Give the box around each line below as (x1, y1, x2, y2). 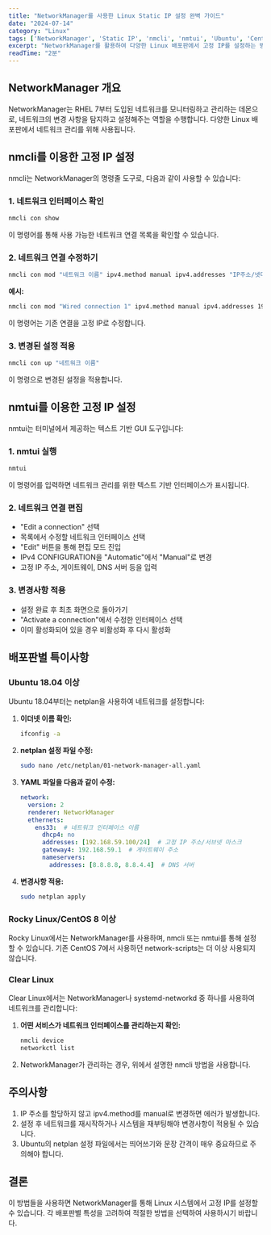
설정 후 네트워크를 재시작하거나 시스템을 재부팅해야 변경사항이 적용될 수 (19, 1119, 244, 1128)
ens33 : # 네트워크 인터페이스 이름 (35, 823, 140, 831)
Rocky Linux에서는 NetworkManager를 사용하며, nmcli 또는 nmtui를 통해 (8, 933, 242, 943)
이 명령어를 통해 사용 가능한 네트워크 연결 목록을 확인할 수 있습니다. (8, 229, 219, 239)
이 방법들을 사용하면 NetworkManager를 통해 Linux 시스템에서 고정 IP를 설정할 (8, 1198, 258, 1208)
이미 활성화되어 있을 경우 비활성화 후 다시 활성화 (19, 625, 171, 634)
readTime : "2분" (8, 49, 62, 57)
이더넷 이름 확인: (19, 714, 73, 723)
